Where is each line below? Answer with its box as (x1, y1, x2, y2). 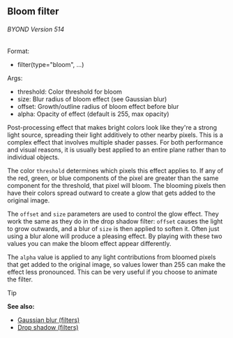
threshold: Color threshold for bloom (17, 87, 122, 96)
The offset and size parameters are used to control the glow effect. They (7, 210, 219, 218)
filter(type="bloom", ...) (17, 60, 84, 68)
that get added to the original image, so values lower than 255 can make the (7, 260, 226, 268)
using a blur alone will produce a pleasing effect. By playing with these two (7, 232, 223, 240)
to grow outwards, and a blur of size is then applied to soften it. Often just (7, 224, 220, 233)
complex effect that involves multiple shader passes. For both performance (7, 138, 223, 146)
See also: (7, 302, 35, 310)
